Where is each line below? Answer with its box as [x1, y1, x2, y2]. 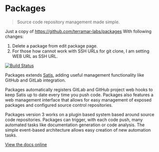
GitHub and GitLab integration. [5, 77, 66, 83]
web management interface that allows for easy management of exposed [5, 97, 152, 102]
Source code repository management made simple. [17, 19, 120, 25]
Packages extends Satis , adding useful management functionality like [5, 72, 144, 78]
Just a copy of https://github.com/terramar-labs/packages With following [5, 28, 152, 34]
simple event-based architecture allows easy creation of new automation [5, 127, 151, 133]
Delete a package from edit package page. [12, 43, 98, 49]
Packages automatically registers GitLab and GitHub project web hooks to [5, 86, 153, 92]
